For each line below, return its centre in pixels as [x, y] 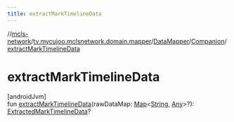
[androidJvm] [27, 96]
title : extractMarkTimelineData [54, 14]
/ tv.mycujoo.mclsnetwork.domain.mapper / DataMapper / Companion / [129, 41]
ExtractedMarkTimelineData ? [49, 111]
